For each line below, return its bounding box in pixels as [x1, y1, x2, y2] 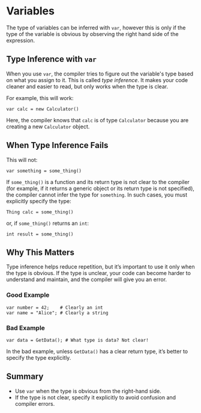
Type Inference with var [6, 54, 97, 64]
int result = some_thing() [6, 231, 74, 237]
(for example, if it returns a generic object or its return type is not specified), [6, 185, 195, 192]
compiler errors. [14, 400, 55, 407]
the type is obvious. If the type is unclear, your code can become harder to [6, 270, 191, 277]
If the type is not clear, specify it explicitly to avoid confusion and [14, 394, 176, 401]
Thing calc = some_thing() [6, 209, 74, 215]
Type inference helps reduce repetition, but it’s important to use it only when [6, 263, 195, 270]
